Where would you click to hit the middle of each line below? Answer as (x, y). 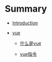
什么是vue (30, 43)
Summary (26, 9)
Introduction (25, 23)
